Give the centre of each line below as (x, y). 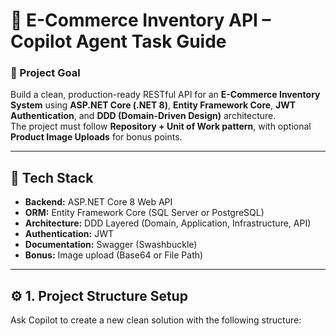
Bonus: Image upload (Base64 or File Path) (114, 255)
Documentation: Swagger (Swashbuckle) (111, 245)
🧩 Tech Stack (52, 177)
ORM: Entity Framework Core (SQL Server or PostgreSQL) (144, 213)
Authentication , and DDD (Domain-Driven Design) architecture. (143, 116)
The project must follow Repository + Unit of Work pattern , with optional (161, 126)
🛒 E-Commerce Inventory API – (141, 20)
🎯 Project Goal (45, 73)
